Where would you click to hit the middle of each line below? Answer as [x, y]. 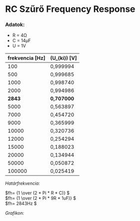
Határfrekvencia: [23, 183]
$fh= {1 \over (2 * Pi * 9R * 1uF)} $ [40, 198]
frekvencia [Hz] [27, 58]
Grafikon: [15, 213]
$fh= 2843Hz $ [21, 204]
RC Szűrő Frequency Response [70, 9]
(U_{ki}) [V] [64, 58]
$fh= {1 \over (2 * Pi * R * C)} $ [37, 193]
